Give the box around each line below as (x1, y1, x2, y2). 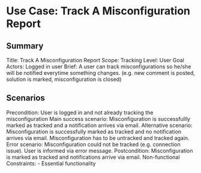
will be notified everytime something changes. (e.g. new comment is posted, (6, 69, 195, 76)
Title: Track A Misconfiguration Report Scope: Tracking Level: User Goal (6, 57, 184, 63)
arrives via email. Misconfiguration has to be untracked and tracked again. (6, 134, 190, 141)
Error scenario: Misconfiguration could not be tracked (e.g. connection (6, 141, 181, 148)
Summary (6, 41, 44, 51)
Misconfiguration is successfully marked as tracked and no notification (6, 128, 182, 135)
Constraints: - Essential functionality (6, 160, 96, 167)
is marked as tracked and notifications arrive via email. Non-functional (6, 153, 180, 160)
